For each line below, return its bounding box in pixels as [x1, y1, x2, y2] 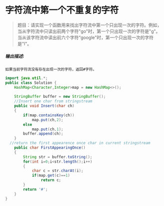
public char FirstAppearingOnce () [14, 145, 86, 150]
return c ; [40, 178, 61, 183]
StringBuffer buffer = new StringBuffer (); [14, 94, 106, 99]
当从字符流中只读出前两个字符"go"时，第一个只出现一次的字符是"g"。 [17, 28, 161, 34]
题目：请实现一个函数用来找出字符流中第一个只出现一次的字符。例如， [17, 22, 162, 28]
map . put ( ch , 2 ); [31, 117, 64, 122]
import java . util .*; [5, 75, 48, 80]
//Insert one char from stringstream [14, 99, 93, 104]
